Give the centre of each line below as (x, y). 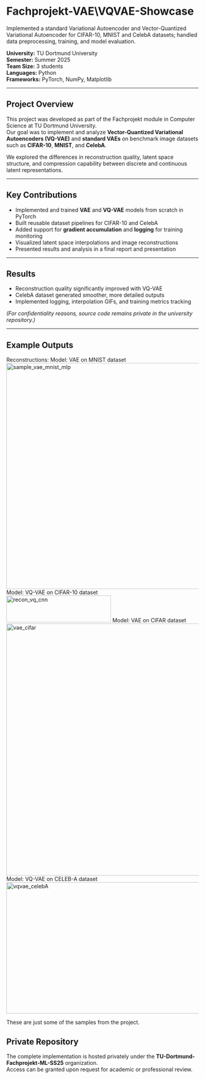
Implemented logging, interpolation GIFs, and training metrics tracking (103, 302)
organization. (81, 1063)
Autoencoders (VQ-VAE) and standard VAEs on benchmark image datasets (102, 139)
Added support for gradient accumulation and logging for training (99, 229)
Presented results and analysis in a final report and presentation (95, 249)
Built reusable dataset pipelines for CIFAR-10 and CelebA (87, 223)
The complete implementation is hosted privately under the (81, 1056)
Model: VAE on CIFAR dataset (149, 620)
